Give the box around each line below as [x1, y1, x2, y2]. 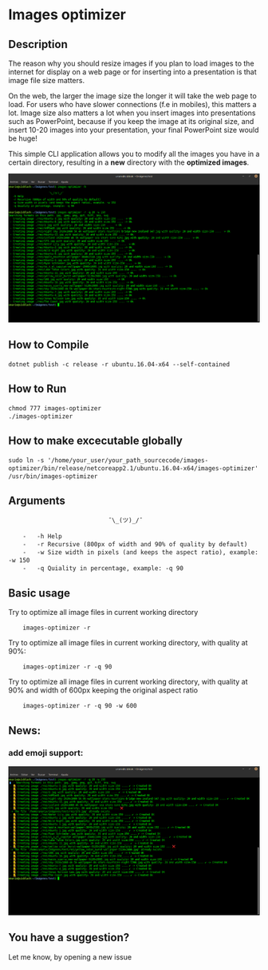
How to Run [8, 382, 67, 396]
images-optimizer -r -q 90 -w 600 [22, 702, 137, 710]
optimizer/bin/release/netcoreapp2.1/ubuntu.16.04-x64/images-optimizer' [8, 464, 259, 473]
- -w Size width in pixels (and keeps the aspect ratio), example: [22, 549, 259, 557]
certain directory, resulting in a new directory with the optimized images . [8, 158, 250, 167]
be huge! [8, 134, 38, 143]
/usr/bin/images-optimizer [8, 472, 98, 481]
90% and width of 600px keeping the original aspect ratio [8, 685, 198, 695]
